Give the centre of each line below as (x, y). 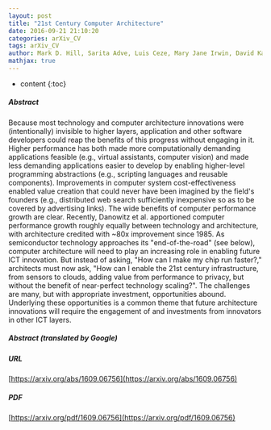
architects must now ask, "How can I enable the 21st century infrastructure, (134, 268)
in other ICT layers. (40, 319)
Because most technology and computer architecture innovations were (126, 123)
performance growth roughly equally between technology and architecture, (133, 225)
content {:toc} (43, 83)
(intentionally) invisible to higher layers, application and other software (125, 131)
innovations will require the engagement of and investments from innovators (135, 311)
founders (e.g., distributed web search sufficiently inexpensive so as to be (131, 199)
